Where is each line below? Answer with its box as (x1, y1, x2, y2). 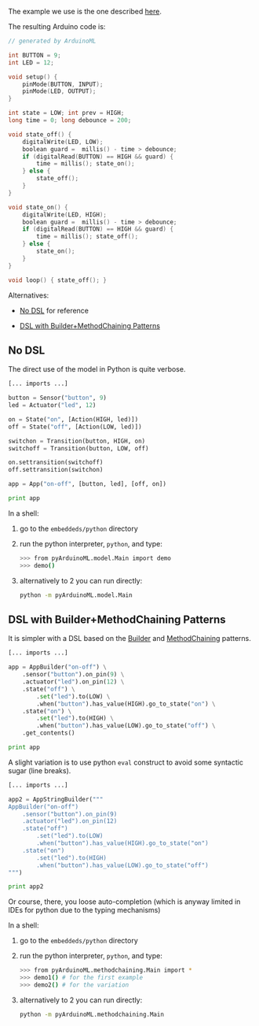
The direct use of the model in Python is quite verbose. (8, 365, 186, 374)
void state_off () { (8, 130, 72, 139)
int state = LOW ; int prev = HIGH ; (8, 109, 125, 117)
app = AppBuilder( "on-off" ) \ (8, 663, 108, 672)
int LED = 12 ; (8, 58, 55, 66)
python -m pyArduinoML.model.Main (19, 591, 133, 599)
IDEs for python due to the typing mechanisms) (8, 906, 161, 915)
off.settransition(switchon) (8, 466, 104, 474)
